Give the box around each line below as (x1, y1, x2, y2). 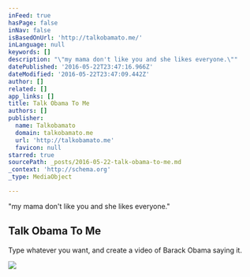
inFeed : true (8, 11, 51, 20)
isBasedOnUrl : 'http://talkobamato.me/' (8, 33, 144, 42)
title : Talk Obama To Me (8, 99, 90, 107)
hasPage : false (8, 19, 58, 27)
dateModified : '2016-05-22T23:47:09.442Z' (8, 70, 150, 78)
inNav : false (8, 26, 51, 34)
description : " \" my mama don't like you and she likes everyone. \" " (8, 56, 238, 64)
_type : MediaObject (8, 173, 73, 182)
